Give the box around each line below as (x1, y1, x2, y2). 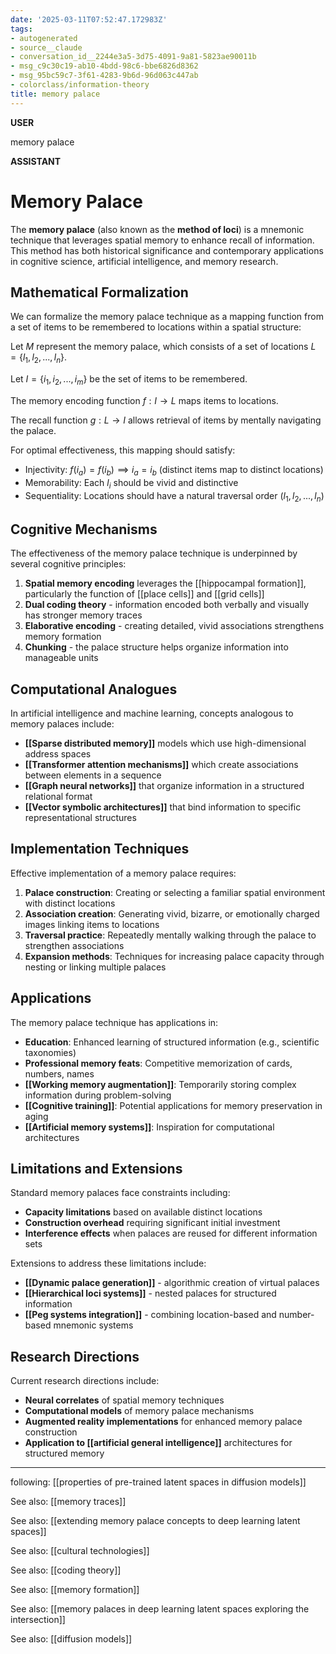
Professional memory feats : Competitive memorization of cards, (24, 1057, 293, 1069)
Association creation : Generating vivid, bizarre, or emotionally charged (24, 907, 320, 920)
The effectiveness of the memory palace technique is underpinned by (10, 547, 298, 560)
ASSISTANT (10, 155, 62, 167)
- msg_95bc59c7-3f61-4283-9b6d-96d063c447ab (10, 71, 199, 81)
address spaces (24, 747, 92, 760)
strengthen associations (24, 939, 125, 951)
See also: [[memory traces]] (10, 1496, 127, 1508)
